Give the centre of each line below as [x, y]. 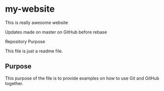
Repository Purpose [25, 41]
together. [14, 83]
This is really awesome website [37, 23]
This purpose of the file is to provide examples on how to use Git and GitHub [82, 78]
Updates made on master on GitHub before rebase [56, 32]
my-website [30, 9]
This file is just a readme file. [34, 51]
